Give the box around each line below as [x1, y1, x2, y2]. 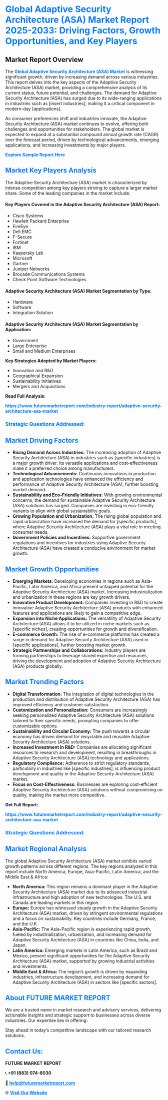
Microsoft [12, 255, 32, 261]
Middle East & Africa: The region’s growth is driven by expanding [12, 968, 147, 974]
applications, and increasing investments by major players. [5, 142, 126, 148]
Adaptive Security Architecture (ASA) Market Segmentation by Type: [5, 288, 152, 294]
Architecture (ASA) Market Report [5, 14, 149, 26]
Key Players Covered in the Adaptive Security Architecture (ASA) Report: [5, 202, 160, 208]
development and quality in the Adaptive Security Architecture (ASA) [12, 770, 154, 776]
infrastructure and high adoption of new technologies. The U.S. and [12, 894, 151, 900]
